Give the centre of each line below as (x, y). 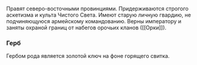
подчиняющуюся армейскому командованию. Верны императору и (94, 21)
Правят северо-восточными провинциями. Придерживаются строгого (97, 9)
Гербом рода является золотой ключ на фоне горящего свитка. (88, 56)
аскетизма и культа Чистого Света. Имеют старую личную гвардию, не (99, 15)
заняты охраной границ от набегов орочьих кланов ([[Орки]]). (86, 27)
